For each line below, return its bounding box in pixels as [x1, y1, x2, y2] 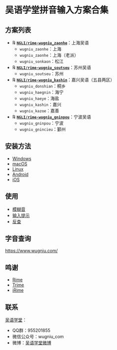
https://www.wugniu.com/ [5, 248, 58, 254]
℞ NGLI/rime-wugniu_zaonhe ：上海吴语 [12, 40, 89, 45]
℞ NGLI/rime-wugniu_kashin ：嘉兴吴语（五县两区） [12, 77, 115, 83]
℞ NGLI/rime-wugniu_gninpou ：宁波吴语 [12, 114, 91, 120]
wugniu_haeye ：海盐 [19, 95, 59, 101]
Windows [12, 155, 31, 161]
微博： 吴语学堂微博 [12, 340, 52, 346]
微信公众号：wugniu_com [12, 334, 64, 340]
